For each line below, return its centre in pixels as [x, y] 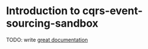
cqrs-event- [112, 11]
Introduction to [43, 11]
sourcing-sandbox [52, 23]
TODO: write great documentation [47, 40]
